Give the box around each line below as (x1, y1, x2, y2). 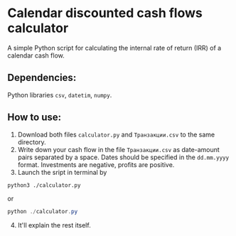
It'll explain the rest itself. (17, 221, 91, 230)
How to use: (7, 112, 62, 124)
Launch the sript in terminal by (17, 168, 107, 176)
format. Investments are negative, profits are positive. (17, 160, 175, 168)
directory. (17, 137, 46, 146)
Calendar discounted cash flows (7, 5, 203, 21)
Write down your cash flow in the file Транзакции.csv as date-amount (17, 145, 220, 154)
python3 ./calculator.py (7, 181, 81, 189)
